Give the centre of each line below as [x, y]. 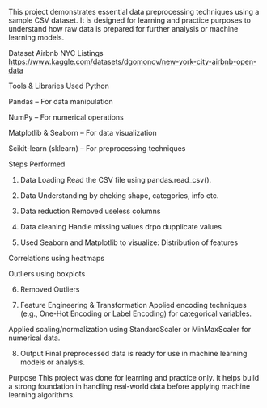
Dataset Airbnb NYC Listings [56, 53]
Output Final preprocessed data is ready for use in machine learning [133, 353]
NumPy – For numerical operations [66, 117]
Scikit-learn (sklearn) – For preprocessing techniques [97, 148]
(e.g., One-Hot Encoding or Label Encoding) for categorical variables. [136, 313]
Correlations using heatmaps [57, 258]
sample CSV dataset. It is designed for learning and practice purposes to [129, 20]
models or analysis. [53, 362]
